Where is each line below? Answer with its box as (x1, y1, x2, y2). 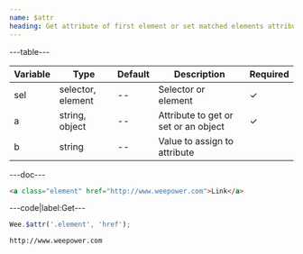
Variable (14, 68, 51, 80)
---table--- (9, 46, 50, 57)
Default (116, 68, 151, 80)
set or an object (158, 120, 225, 132)
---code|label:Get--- (9, 203, 86, 213)
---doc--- (9, 168, 46, 180)
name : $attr (9, 13, 54, 23)
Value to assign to (158, 134, 234, 147)
